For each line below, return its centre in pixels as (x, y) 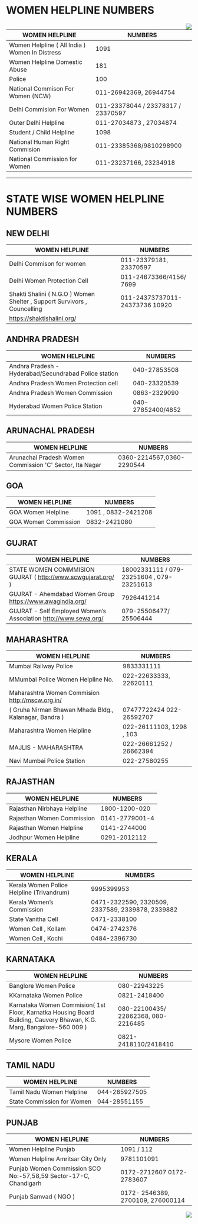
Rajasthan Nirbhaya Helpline (48, 809)
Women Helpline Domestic (46, 62)
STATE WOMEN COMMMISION (52, 570)
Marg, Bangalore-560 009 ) (48, 1027)
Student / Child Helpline (42, 132)
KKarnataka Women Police (46, 996)
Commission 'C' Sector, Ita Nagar (55, 465)
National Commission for (43, 159)
